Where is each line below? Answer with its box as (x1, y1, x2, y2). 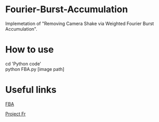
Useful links (5, 84, 57, 95)
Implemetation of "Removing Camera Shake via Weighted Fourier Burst (5, 20, 154, 27)
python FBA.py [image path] (5, 66, 65, 72)
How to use (5, 44, 54, 56)
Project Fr (5, 111, 26, 117)
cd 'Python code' (5, 60, 42, 67)
